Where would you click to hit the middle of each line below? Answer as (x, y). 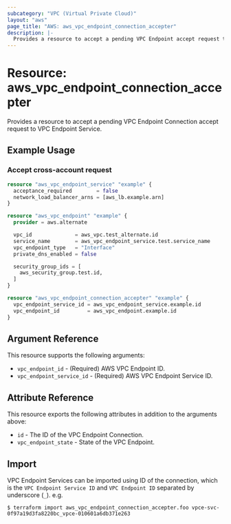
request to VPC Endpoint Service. (55, 129)
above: (17, 421)
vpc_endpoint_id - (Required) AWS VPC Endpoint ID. (91, 368)
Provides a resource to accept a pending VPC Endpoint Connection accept (113, 122)
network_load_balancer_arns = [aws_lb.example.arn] (89, 197)
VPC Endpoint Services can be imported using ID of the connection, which (112, 480)
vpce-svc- (206, 507)
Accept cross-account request (59, 170)
